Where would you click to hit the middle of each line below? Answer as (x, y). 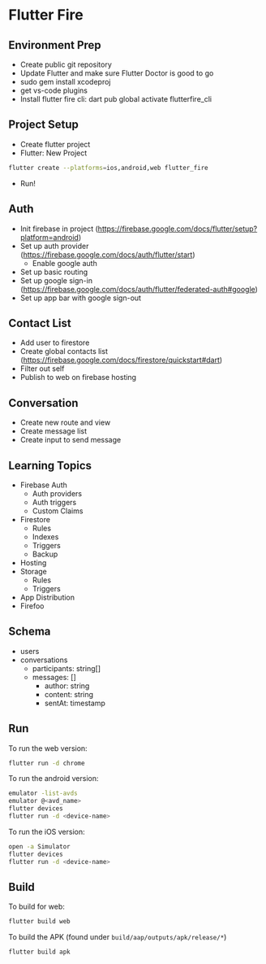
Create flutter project (55, 144)
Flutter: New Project (54, 153)
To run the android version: (54, 779)
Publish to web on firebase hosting (78, 377)
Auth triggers (54, 502)
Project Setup (44, 125)
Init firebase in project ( (59, 229)
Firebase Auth (43, 485)
